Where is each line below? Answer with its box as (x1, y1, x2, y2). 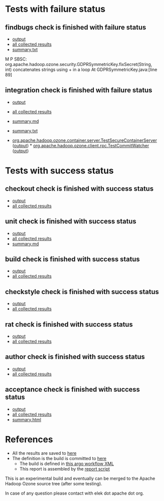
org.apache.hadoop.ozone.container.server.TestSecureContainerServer (12, 137, 157, 143)
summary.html (12, 416, 42, 422)
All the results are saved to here (12, 450, 77, 456)
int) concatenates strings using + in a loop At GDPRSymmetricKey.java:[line (5, 67, 158, 72)
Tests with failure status (5, 3, 106, 15)
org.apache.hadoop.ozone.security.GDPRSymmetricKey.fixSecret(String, (5, 62, 152, 67)
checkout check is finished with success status (5, 185, 154, 193)
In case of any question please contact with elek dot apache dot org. (5, 490, 144, 496)
